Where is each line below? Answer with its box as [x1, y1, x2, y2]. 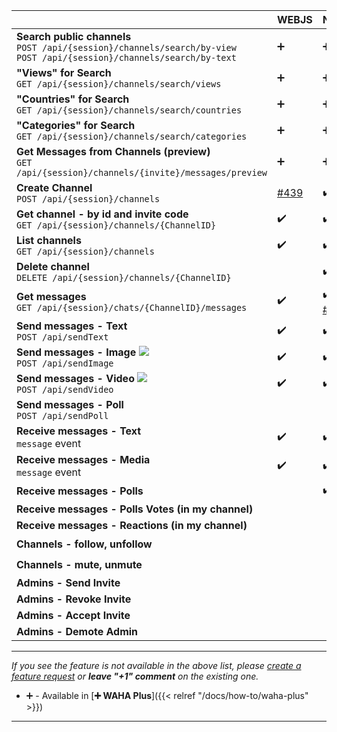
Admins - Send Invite [16, 576, 121, 589]
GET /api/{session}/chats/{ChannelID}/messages [16, 302, 248, 313]
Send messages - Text [16, 319, 128, 333]
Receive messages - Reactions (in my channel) [16, 519, 248, 532]
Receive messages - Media [16, 453, 151, 466]
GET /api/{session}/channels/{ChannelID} [16, 220, 217, 231]
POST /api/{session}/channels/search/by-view [16, 42, 237, 53]
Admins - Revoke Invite [16, 592, 132, 606]
